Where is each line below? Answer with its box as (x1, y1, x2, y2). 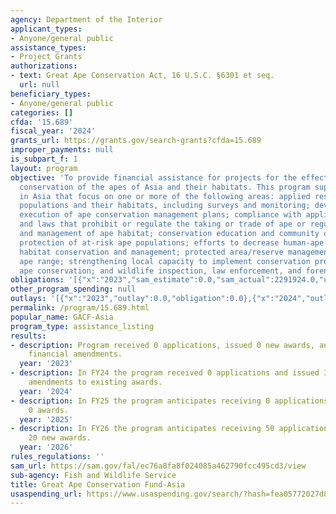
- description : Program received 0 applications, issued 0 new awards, (10, 340, 315, 350)
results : (10, 331, 47, 341)
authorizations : (10, 61, 78, 71)
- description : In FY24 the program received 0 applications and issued (10, 368, 320, 378)
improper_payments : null (10, 145, 114, 155)
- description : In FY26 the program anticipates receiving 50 (10, 424, 275, 434)
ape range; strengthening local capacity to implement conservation (19, 256, 311, 266)
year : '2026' (19, 442, 74, 453)
